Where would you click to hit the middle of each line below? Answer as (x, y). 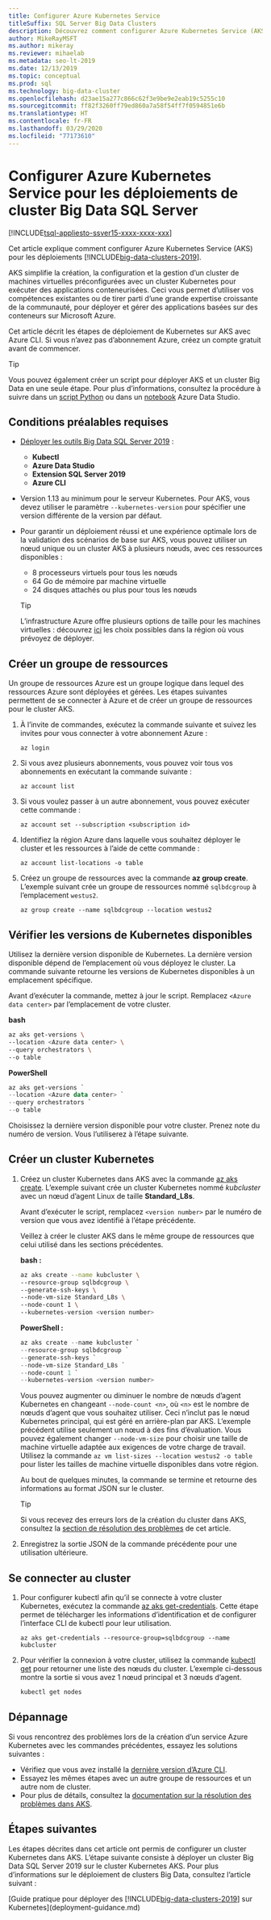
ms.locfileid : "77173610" (52, 136)
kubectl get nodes (51, 1692)
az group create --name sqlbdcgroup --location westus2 (116, 910)
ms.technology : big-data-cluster (65, 91)
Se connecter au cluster (70, 1578)
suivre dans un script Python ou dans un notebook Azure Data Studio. (124, 397)
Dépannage (38, 1717)
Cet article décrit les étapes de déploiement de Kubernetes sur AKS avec (130, 331)
